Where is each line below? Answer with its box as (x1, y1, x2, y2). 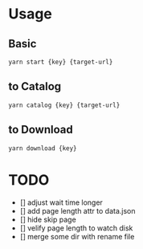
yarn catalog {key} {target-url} (8, 101, 121, 109)
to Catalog (8, 80, 62, 93)
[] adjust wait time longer (19, 198, 103, 207)
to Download (8, 123, 74, 137)
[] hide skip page (19, 214, 76, 224)
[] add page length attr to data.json (19, 206, 136, 215)
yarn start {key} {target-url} (8, 58, 113, 66)
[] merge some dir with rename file (19, 231, 135, 241)
